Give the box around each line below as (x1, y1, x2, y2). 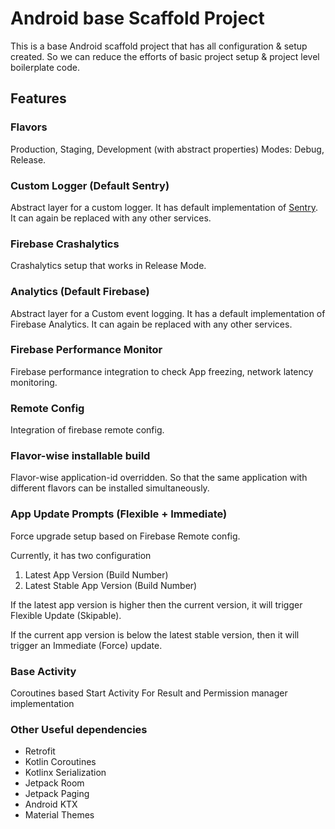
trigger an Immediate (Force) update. (10, 639, 163, 651)
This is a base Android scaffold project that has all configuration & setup (10, 40, 308, 52)
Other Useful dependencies (10, 722, 148, 736)
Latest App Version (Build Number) (24, 568, 169, 581)
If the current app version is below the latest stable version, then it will (10, 628, 300, 641)
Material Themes (24, 809, 95, 821)
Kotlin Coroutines (24, 756, 97, 768)
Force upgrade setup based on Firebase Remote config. (10, 530, 241, 542)
